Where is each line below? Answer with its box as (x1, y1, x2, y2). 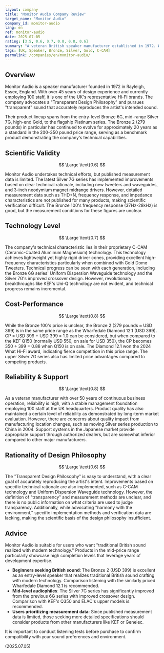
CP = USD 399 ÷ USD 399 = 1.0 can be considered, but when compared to (5, 333, 155, 339)
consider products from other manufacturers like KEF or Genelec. (12, 619, 144, 625)
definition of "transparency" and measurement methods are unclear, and (5, 494, 151, 500)
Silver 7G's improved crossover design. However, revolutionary (5, 275, 132, 281)
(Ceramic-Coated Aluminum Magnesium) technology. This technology (5, 249, 146, 255)
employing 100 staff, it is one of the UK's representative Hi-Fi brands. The (5, 94, 153, 100)
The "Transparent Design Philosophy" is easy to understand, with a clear (5, 474, 151, 479)
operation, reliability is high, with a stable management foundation (5, 400, 138, 406)
